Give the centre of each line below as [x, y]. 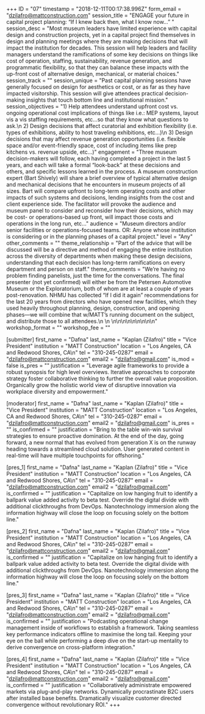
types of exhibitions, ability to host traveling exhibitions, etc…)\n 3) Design [100, 132]
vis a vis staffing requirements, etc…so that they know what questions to [98, 119]
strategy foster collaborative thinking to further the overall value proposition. [102, 378]
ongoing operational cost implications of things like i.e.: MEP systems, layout [103, 113]
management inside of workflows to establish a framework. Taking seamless [103, 628]
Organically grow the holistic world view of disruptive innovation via [91, 385]
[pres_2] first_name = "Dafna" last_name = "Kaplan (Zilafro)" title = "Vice [98, 531]
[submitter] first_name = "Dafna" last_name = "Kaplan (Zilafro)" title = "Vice [102, 340]
